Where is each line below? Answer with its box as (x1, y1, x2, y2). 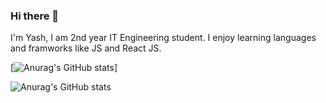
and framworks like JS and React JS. (10, 42, 162, 54)
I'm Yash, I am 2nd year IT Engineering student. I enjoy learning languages (10, 32, 317, 44)
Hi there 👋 (10, 9, 60, 23)
